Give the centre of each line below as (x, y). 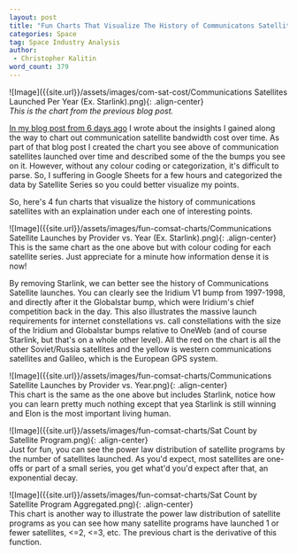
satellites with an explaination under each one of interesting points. (131, 211)
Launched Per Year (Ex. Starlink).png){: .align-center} (107, 101)
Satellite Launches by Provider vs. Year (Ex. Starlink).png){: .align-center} (143, 238)
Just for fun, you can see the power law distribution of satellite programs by (147, 449)
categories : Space (43, 34)
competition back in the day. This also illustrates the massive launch (133, 311)
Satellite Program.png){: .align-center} (79, 440)
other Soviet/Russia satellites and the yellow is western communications (141, 349)
